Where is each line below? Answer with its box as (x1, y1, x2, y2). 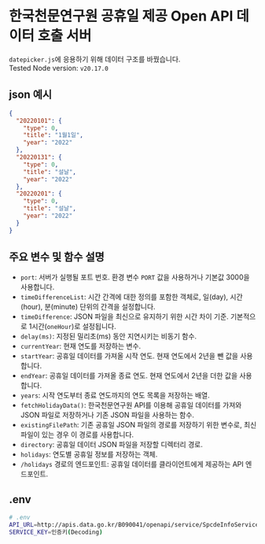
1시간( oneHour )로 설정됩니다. (28, 322, 116, 331)
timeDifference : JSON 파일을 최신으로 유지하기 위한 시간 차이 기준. (20, 312, 229, 321)
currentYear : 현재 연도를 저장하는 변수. (20, 342, 142, 351)
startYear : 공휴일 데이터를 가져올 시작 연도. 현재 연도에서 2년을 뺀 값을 (20, 351, 239, 361)
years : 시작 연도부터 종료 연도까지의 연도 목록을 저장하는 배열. (20, 390, 211, 400)
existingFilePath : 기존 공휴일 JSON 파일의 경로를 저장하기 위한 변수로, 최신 (20, 420, 257, 430)
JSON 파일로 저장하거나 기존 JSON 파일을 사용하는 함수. (20, 410, 195, 420)
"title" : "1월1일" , (23, 131, 83, 139)
